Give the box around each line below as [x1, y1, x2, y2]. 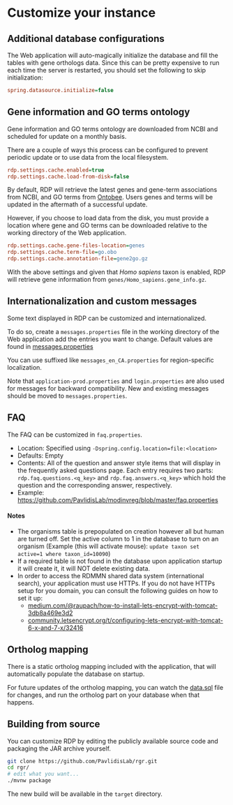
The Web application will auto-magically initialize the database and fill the [7, 51, 218, 59]
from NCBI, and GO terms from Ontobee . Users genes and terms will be [7, 193, 213, 202]
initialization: [7, 73, 43, 82]
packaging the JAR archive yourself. [7, 744, 112, 753]
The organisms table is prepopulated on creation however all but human [17, 527, 225, 535]
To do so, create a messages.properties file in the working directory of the [7, 327, 220, 336]
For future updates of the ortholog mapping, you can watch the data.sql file [7, 683, 224, 691]
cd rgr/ [7, 764, 30, 772]
